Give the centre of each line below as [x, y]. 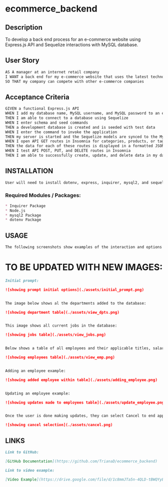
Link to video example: [30, 470]
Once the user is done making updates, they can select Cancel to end [80, 416]
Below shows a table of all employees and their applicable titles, [78, 348]
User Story [22, 61]
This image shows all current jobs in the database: [61, 326]
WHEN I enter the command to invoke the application [61, 132]
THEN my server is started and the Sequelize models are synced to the [81, 137]
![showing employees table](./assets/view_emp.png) [60, 357]
